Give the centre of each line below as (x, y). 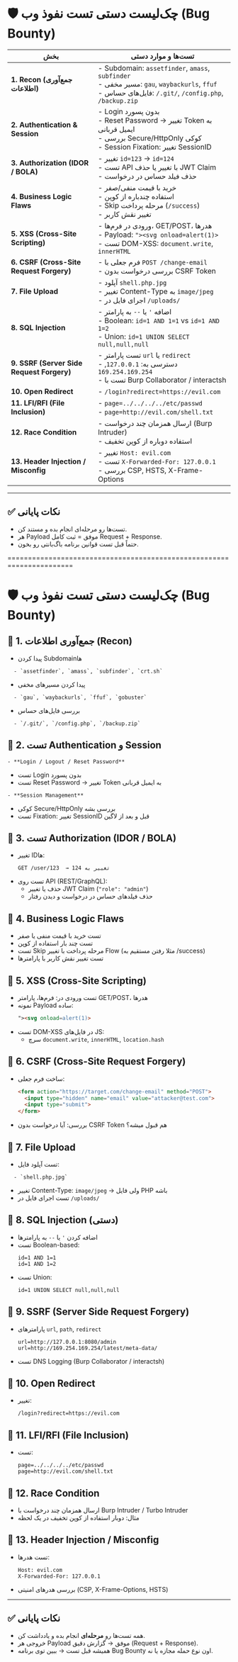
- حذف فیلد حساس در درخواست (147, 176)
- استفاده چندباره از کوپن (136, 196)
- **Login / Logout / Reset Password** (66, 762)
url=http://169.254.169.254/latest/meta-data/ (87, 1348)
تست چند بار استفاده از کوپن (55, 943)
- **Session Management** (45, 795)
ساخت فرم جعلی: (41, 1079)
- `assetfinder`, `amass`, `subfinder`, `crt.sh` (88, 671)
